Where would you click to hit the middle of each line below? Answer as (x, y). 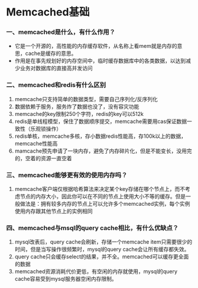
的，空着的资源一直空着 (43, 158)
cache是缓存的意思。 (51, 53)
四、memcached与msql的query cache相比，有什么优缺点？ (92, 228)
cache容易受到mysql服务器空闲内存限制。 (66, 279)
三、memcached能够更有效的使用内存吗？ (67, 175)
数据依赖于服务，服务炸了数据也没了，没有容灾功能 (77, 106)
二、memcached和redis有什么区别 (56, 85)
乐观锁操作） (46, 128)
